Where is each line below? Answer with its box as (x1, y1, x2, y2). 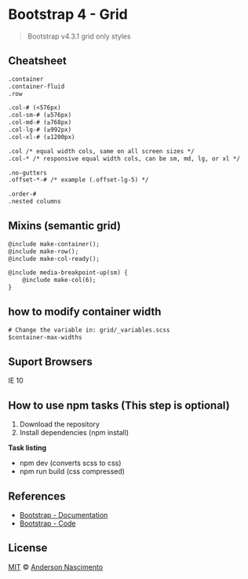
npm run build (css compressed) (19, 467, 126, 476)
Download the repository (19, 420, 100, 429)
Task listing (8, 443, 47, 453)
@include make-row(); (8, 247, 79, 255)
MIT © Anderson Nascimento (8, 562, 104, 571)
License (8, 541, 48, 555)
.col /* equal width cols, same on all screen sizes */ (8, 147, 195, 155)
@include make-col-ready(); (8, 255, 100, 262)
